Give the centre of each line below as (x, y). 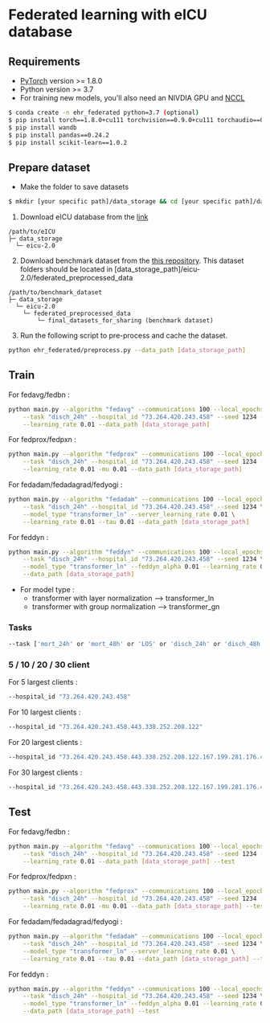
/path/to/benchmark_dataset (55, 293)
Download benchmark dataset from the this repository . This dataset (132, 261)
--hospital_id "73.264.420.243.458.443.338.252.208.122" (106, 727)
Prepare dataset (49, 168)
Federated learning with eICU (108, 15)
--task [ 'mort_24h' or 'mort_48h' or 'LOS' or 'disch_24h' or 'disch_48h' (136, 644)
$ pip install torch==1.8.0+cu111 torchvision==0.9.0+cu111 (111, 120)
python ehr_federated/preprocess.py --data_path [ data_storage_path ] (127, 350)
